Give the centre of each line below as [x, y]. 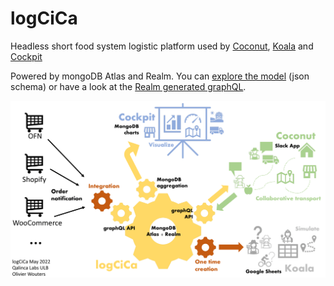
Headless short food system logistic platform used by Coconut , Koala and [162, 46]
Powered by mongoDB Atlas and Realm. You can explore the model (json [160, 76]
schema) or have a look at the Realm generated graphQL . [128, 86]
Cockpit [26, 56]
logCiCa [44, 18]
